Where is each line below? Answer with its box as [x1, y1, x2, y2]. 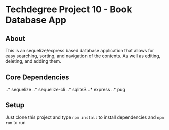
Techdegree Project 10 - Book [5, 4, 132, 15]
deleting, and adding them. [5, 58, 62, 64]
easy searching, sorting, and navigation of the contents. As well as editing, [5, 53, 161, 59]
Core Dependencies [5, 73, 69, 82]
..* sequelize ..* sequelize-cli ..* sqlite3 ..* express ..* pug [5, 86, 125, 92]
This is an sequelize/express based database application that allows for [5, 48, 154, 53]
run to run [5, 119, 26, 125]
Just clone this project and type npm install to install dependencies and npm [5, 114, 164, 120]
